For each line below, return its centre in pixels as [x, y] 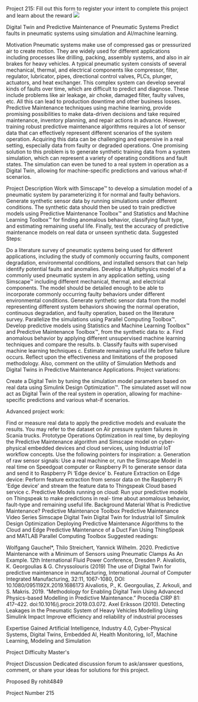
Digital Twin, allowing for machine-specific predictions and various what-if [97, 170]
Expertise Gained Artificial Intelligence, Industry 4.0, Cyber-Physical [89, 628]
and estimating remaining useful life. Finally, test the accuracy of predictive [98, 226]
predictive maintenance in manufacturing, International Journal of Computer [99, 573]
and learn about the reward [39, 15]
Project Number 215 [30, 693]
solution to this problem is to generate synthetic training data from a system [98, 152]
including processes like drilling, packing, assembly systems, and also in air [98, 57]
